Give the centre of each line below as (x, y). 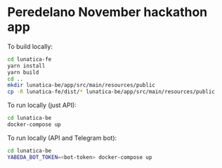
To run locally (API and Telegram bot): (62, 138)
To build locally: (30, 46)
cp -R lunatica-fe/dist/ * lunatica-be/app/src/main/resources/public (111, 92)
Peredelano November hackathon (107, 12)
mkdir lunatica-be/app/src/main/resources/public (81, 85)
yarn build (23, 72)
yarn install (26, 66)
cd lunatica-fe (30, 59)
